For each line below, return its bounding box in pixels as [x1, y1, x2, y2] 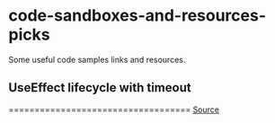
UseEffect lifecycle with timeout [8, 80, 191, 95]
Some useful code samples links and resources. [8, 54, 186, 65]
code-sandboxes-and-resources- [8, 5, 267, 26]
